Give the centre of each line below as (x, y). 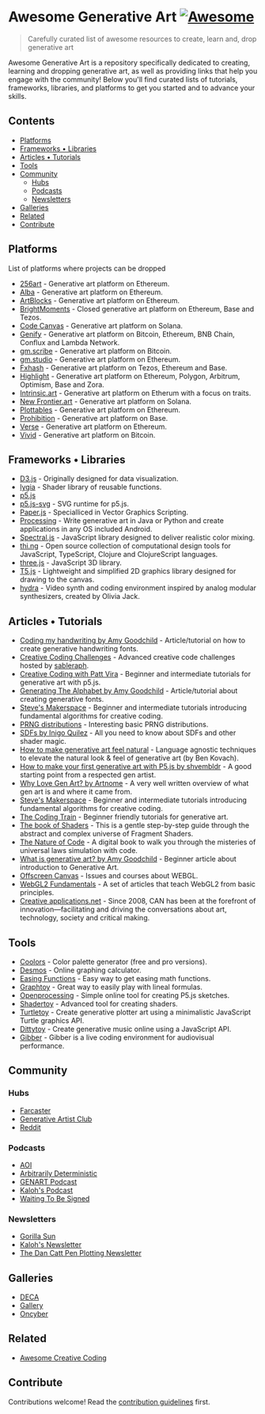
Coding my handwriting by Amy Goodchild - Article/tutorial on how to (132, 640)
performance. (42, 1046)
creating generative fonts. (62, 699)
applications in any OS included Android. (86, 529)
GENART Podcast (48, 1181)
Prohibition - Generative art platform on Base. (94, 418)
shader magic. (43, 741)
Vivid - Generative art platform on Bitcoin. (87, 434)
